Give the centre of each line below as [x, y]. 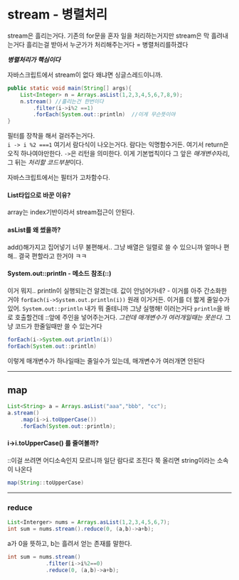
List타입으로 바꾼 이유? [39, 195]
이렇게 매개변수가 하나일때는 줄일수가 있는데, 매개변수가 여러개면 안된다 [106, 360]
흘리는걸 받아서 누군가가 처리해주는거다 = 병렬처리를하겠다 [107, 44]
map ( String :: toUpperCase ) [46, 483]
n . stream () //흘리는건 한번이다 [62, 101]
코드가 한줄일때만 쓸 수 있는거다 [58, 326]
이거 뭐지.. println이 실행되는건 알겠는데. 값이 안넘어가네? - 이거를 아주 [105, 290]
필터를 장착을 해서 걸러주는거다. [51, 136]
